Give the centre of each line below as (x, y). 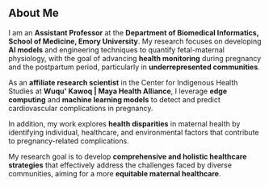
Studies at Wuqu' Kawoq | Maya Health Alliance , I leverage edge (118, 91)
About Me (34, 13)
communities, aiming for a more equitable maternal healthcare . (115, 173)
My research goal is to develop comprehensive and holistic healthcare (128, 156)
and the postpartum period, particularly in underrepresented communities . (134, 67)
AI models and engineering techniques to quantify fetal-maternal (116, 50)
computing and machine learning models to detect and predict (114, 99)
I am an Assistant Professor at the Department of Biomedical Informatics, (134, 32)
